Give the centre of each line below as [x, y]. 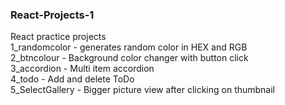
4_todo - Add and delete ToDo [72, 79]
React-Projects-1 [52, 15]
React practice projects [58, 37]
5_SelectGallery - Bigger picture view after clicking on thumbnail [143, 90]
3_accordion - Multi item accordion [82, 69]
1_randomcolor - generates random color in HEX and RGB [129, 47]
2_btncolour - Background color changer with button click [129, 58]
